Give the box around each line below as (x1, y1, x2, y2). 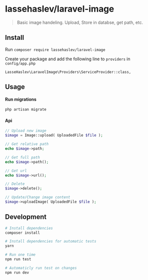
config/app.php (5, 61, 36, 66)
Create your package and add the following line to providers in (5, 56, 131, 62)
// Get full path (5, 155, 40, 160)
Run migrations (5, 96, 37, 102)
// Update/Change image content (5, 195, 70, 200)
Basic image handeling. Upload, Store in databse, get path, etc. (16, 19, 143, 25)
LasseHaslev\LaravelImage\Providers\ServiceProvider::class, (5, 70, 132, 74)
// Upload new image (5, 128, 47, 133)
